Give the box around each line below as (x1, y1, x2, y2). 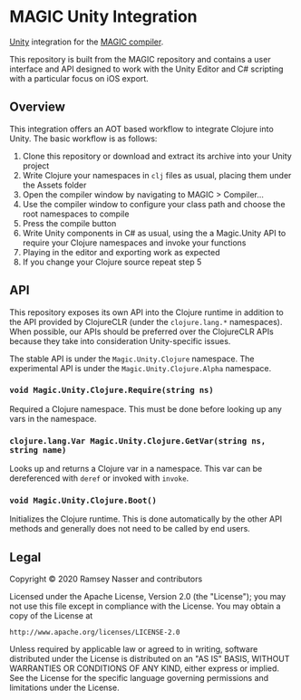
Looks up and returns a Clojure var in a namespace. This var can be (9, 464, 263, 475)
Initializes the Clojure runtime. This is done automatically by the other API (9, 513, 283, 524)
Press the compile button (22, 217, 117, 228)
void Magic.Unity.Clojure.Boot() (9, 495, 157, 506)
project (22, 160, 50, 171)
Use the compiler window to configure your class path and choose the (22, 198, 286, 209)
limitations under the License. (9, 682, 120, 694)
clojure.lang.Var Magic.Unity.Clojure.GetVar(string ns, (9, 436, 267, 446)
